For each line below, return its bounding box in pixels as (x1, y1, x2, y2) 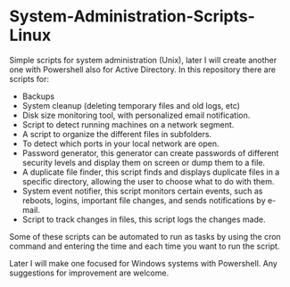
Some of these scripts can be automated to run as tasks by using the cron (9, 231, 281, 242)
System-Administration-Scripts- (9, 6, 256, 27)
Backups (21, 91, 55, 102)
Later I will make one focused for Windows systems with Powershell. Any (9, 258, 278, 268)
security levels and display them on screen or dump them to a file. (21, 157, 266, 168)
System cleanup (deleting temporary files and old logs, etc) (21, 100, 241, 111)
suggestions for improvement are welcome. (9, 267, 170, 278)
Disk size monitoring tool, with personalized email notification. (21, 110, 251, 120)
